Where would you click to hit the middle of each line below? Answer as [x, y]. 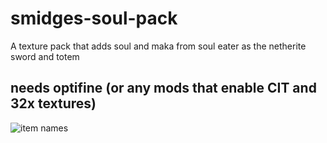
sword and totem [45, 56]
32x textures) [53, 103]
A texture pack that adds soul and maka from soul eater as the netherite [158, 46]
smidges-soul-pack [94, 18]
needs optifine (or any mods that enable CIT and [163, 88]
